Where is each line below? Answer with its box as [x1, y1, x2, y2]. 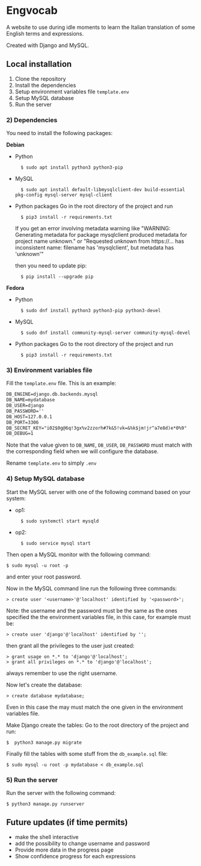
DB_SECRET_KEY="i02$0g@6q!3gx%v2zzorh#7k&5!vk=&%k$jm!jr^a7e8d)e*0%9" [6, 425, 187, 431]
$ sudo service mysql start [20, 540, 91, 546]
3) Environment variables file [6, 366, 93, 374]
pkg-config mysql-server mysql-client [14, 192, 113, 198]
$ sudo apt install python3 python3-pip [20, 165, 123, 171]
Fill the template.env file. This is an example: [6, 380, 116, 387]
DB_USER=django [6, 403, 45, 409]
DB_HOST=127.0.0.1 [6, 413, 52, 419]
